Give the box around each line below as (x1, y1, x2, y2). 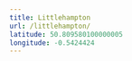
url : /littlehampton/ (9, 22, 91, 30)
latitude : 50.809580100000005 (9, 30, 124, 39)
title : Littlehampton (9, 13, 91, 22)
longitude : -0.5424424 (9, 38, 95, 48)
